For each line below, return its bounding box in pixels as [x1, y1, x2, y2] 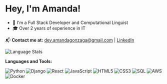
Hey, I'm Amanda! [5, 3, 81, 14]
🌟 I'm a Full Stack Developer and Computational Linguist [12, 19, 128, 25]
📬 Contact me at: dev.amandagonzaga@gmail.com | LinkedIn [5, 37, 134, 43]
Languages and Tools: [5, 58, 52, 64]
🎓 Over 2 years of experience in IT [12, 25, 86, 31]
